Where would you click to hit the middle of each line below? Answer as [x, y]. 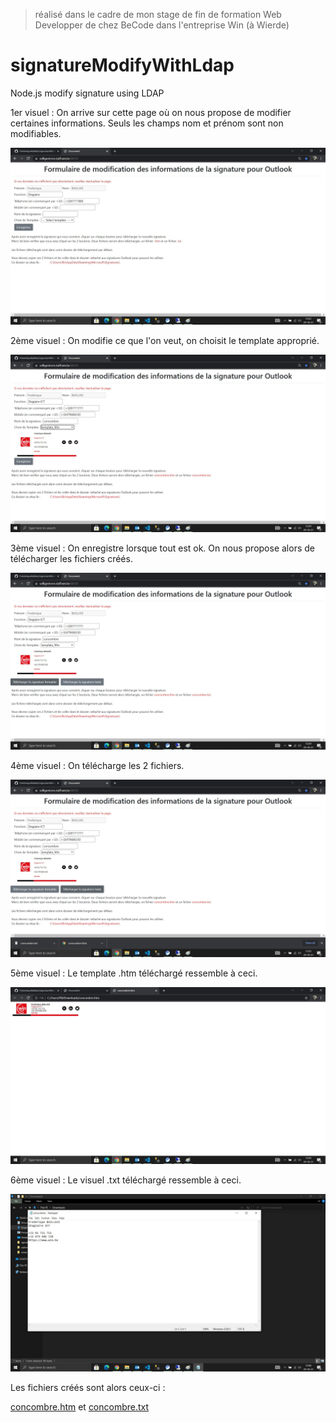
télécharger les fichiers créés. [71, 558]
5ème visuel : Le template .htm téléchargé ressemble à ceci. [134, 973]
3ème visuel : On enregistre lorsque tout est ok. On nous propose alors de [162, 548]
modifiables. [36, 133]
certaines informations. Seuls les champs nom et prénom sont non [147, 123]
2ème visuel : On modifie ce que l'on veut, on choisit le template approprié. [165, 341]
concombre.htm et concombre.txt [80, 1406]
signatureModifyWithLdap [122, 65]
